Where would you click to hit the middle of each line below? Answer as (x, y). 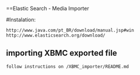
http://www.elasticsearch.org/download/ (56, 35)
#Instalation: (21, 19)
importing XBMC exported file (62, 53)
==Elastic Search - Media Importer (48, 8)
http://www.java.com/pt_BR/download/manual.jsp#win (70, 30)
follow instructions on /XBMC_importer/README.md (68, 66)
